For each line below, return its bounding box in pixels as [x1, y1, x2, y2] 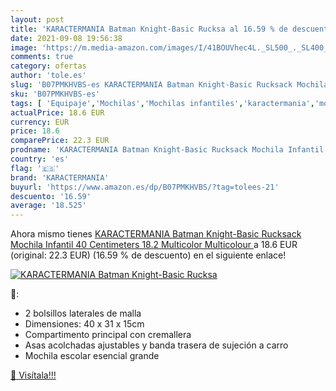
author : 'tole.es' [10, 71, 87, 81]
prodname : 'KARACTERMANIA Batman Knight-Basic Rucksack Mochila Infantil [10, 145, 325, 155]
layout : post [10, 14, 65, 25]
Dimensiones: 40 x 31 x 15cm [24, 318, 145, 330]
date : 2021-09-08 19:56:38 [10, 33, 123, 43]
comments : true [10, 52, 74, 62]
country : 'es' [10, 154, 70, 164]
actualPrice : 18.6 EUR [10, 107, 105, 118]
